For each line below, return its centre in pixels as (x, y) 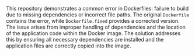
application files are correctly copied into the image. (69, 46)
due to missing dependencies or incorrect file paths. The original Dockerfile (98, 15)
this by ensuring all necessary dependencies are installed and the (85, 39)
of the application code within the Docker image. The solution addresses (93, 33)
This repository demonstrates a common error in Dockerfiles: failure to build (97, 8)
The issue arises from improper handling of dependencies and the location (96, 27)
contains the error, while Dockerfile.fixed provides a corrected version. (93, 21)
